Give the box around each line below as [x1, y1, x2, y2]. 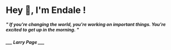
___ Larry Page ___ [6, 39, 45, 45]
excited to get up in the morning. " [6, 26, 79, 32]
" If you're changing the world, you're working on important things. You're [6, 21, 166, 27]
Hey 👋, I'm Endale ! [6, 4, 86, 16]
